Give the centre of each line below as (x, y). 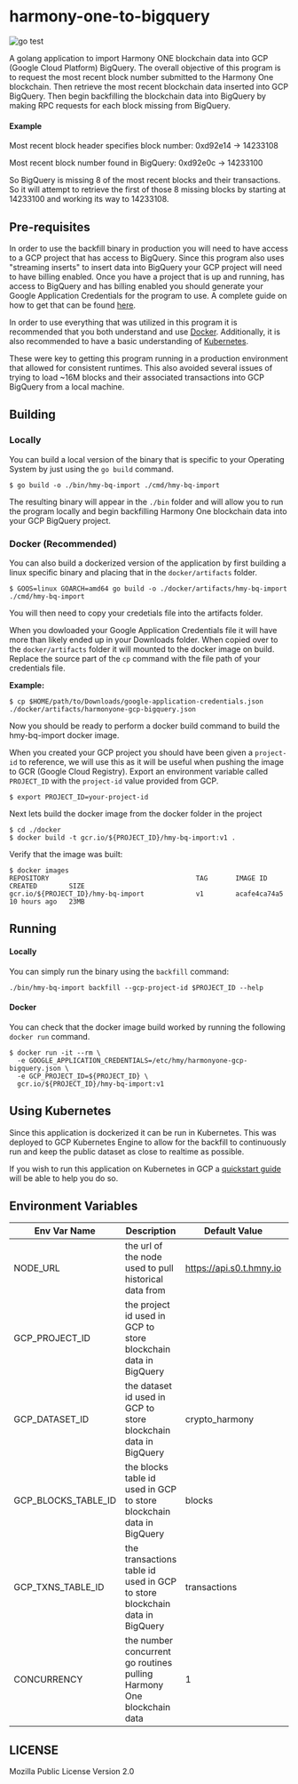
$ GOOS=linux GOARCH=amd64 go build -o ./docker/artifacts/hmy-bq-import (149, 589)
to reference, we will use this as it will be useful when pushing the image (151, 761)
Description (151, 1231)
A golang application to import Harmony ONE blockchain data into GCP (139, 58)
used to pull (149, 1268)
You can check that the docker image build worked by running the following (147, 1027)
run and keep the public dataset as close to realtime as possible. (127, 1151)
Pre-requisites (50, 227)
